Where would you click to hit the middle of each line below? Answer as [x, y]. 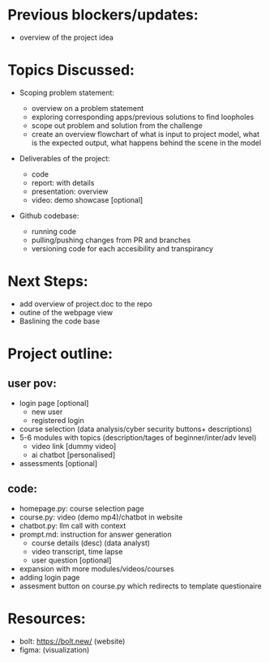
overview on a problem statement [88, 108]
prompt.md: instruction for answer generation [95, 534]
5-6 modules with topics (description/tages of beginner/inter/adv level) [138, 437]
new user [47, 412]
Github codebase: [49, 216]
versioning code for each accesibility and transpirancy [122, 248]
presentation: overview [70, 191]
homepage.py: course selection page [81, 508]
